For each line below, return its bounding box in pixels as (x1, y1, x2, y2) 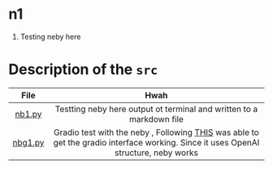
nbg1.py (12, 136, 45, 148)
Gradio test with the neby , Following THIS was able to (54, 127, 260, 138)
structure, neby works (115, 147, 199, 158)
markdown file (128, 113, 184, 124)
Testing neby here (19, 32, 81, 41)
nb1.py (15, 108, 42, 119)
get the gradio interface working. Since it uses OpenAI (53, 136, 260, 148)
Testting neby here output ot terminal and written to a (54, 103, 258, 115)
